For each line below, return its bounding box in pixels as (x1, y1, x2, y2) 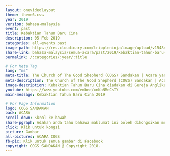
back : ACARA (5, 110, 30, 115)
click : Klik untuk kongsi (5, 125, 60, 130)
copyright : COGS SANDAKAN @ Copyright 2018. (5, 143, 101, 148)
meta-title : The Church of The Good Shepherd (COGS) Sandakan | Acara (5, 73, 157, 79)
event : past (5, 26, 30, 31)
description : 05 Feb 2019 (5, 36, 60, 41)
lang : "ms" (5, 68, 28, 73)
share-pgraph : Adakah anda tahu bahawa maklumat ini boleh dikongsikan (5, 120, 159, 125)
